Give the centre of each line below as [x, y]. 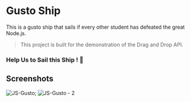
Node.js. [16, 33]
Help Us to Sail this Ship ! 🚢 [45, 60]
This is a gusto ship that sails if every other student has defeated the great [95, 27]
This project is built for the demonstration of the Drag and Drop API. [102, 45]
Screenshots [30, 79]
